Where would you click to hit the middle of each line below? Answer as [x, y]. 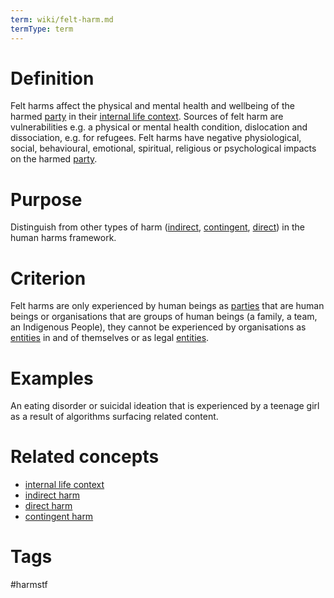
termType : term [42, 29]
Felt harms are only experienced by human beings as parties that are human [167, 306]
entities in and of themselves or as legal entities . [110, 338]
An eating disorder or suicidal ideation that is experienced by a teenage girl [165, 406]
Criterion [48, 278]
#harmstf [29, 585]
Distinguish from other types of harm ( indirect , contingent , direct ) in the [157, 227]
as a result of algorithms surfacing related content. [114, 417]
